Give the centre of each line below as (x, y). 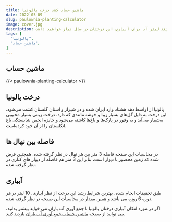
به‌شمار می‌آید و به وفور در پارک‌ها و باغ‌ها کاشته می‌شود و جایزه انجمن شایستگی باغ (85, 120)
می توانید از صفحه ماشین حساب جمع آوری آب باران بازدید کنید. (66, 214)
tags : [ (14, 34)
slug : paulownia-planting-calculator (46, 19)
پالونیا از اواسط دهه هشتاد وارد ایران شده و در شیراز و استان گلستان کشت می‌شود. (85, 109)
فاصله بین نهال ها (30, 142)
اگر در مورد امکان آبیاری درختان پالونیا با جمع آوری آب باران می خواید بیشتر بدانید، (83, 208)
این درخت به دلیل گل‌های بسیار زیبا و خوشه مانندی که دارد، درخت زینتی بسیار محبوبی (86, 115)
